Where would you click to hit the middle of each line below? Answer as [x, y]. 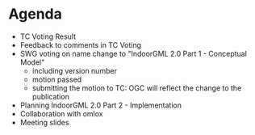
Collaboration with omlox [61, 113]
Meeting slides [44, 122]
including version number [74, 70]
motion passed [57, 79]
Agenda [35, 14]
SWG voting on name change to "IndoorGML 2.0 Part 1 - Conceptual [134, 53]
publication [51, 96]
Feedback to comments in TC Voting [81, 44]
